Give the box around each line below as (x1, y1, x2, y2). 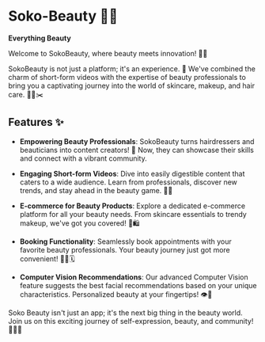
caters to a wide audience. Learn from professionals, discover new (19, 177, 237, 187)
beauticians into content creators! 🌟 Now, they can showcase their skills (19, 145, 255, 154)
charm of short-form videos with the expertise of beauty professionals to (8, 72, 247, 82)
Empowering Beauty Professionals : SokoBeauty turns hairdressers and (19, 136, 255, 146)
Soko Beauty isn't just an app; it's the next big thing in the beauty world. (8, 308, 243, 317)
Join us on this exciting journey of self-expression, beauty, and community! (8, 316, 254, 325)
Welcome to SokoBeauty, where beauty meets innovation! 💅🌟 (8, 48, 208, 58)
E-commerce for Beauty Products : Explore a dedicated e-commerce (19, 201, 246, 211)
